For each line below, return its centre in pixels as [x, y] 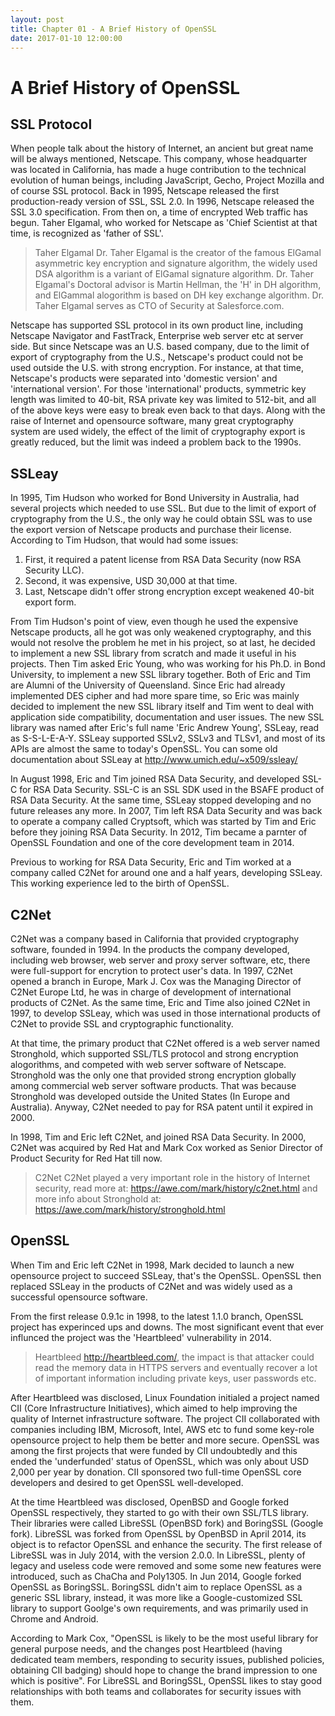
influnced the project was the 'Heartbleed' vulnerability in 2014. [141, 1337]
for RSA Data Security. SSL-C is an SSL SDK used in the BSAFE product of [172, 790]
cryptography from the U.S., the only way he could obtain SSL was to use [161, 519]
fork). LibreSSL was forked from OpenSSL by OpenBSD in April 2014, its [158, 1533]
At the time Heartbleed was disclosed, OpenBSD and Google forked [150, 1502]
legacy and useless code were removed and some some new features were [166, 1565]
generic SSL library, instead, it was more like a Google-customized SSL [156, 1597]
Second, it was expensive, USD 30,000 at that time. [131, 581]
